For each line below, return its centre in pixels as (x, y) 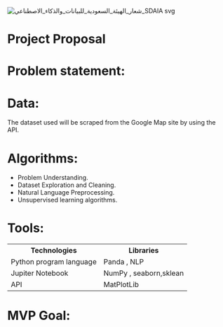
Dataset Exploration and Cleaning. (67, 185)
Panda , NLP (124, 262)
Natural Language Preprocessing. (66, 193)
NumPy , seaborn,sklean (144, 273)
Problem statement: (66, 71)
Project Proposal (57, 39)
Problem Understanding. (53, 178)
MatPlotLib (121, 285)
